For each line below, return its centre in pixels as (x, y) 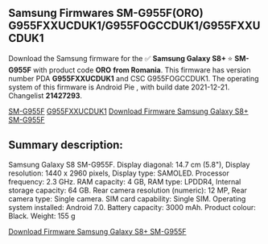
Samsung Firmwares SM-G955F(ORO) (106, 13)
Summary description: (66, 145)
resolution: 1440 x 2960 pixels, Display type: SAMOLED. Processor (119, 173)
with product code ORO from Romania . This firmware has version (142, 70)
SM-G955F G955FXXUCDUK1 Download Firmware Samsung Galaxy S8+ (128, 111)
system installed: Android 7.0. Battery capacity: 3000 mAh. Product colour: (132, 207)
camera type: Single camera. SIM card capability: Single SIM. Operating (127, 199)
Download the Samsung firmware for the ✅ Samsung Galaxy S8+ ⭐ (121, 58)
